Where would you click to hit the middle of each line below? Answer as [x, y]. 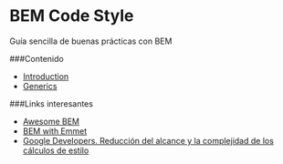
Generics [40, 86]
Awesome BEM [51, 121]
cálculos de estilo [56, 150]
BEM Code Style [72, 16]
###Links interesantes [52, 103]
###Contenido [37, 58]
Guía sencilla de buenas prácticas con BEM [91, 41]
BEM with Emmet [55, 131]
